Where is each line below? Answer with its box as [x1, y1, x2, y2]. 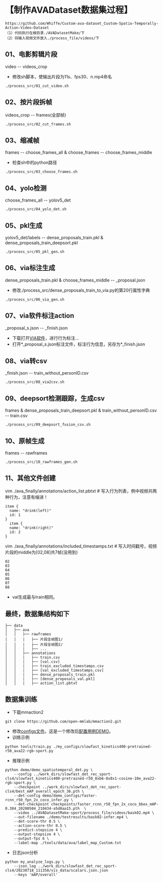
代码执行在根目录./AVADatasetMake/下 [14, 30, 85, 35]
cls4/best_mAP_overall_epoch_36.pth [5, 789, 80, 794]
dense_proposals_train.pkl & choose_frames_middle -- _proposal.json [5, 277, 145, 283]
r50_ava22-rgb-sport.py [5, 748, 54, 753]
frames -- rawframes [5, 450, 47, 456]
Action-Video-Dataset [5, 25, 49, 30]
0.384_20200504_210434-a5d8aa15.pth [5, 806, 80, 811]
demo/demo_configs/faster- [42, 793, 97, 798]
